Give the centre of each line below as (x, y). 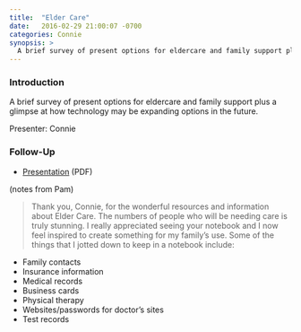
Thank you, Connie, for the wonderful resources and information (150, 206)
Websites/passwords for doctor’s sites (93, 310)
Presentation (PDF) (57, 171)
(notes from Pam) (42, 188)
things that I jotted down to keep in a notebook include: (133, 244)
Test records (46, 319)
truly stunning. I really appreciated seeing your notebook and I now (155, 225)
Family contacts (52, 262)
